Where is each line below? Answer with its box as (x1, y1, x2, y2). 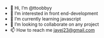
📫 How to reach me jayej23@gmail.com (10, 27, 95, 33)
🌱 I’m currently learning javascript (10, 16, 81, 22)
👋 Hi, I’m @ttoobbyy (10, 5, 52, 11)
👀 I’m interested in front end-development (10, 10, 98, 16)
